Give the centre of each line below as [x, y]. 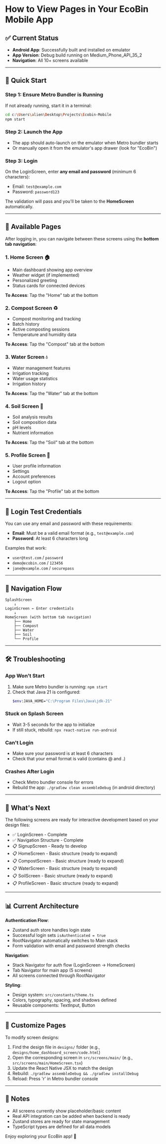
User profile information [37, 466]
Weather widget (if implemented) [46, 275]
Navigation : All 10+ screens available [50, 60]
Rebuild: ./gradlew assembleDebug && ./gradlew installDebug [75, 1073]
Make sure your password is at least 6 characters [62, 753]
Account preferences [34, 476]
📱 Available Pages [33, 227]
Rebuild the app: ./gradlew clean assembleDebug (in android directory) [84, 788]
